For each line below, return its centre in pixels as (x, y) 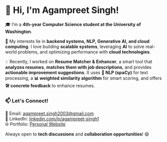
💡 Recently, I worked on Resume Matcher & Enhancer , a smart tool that (79, 61)
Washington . (19, 31)
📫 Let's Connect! (27, 100)
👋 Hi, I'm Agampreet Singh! (62, 10)
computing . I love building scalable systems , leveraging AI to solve (75, 46)
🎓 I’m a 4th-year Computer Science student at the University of (73, 24)
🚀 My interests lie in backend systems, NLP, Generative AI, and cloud (77, 41)
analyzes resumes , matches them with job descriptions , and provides (79, 67)
